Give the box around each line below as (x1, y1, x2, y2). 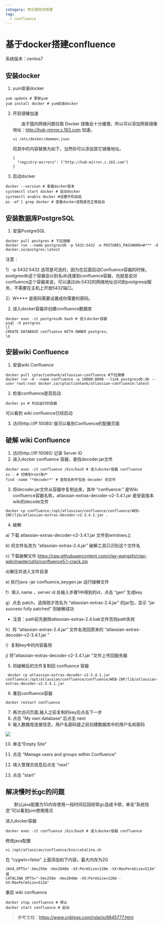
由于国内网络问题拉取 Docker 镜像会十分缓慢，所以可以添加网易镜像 (21, 121, 158, 127)
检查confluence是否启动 (12, 390, 61, 396)
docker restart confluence (5, 700, 60, 705)
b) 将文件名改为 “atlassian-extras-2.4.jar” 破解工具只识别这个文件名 (5, 543, 141, 548)
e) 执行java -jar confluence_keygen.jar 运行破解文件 (5, 579, 109, 585)
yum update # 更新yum (5, 96, 48, 101)
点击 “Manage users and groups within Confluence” (12, 751, 116, 757)
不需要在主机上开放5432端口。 (14, 285, 76, 291)
